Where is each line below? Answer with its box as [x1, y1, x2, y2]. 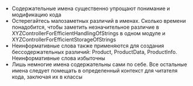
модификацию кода [11, 11, 62, 18]
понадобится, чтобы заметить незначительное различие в [11, 23, 159, 30]
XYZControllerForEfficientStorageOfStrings [11, 36, 117, 43]
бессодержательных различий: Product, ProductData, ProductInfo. [11, 49, 178, 55]
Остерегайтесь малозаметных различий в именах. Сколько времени [11, 18, 187, 24]
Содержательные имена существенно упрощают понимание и [11, 5, 171, 12]
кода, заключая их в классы [11, 73, 83, 80]
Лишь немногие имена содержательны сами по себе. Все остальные [11, 61, 187, 68]
